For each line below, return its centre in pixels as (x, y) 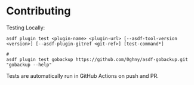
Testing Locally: (26, 28)
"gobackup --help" (29, 65)
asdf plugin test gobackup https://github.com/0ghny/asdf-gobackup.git (97, 59)
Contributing (39, 11)
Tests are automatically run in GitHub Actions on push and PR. (83, 75)
